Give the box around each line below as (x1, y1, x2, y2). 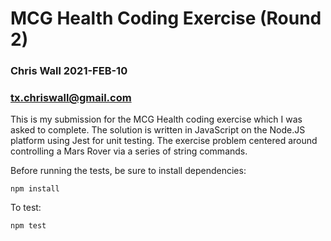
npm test (10, 221, 47, 231)
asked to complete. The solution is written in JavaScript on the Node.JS (10, 124, 306, 136)
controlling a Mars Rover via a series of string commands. (10, 145, 248, 157)
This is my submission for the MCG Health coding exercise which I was (10, 113, 303, 126)
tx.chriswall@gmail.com (10, 91, 132, 105)
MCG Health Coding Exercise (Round (10, 7, 322, 30)
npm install (10, 184, 60, 194)
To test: (10, 202, 42, 214)
